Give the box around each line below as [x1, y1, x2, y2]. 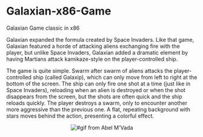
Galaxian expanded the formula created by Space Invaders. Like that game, [6, 36, 195, 43]
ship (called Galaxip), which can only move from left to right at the [33, 73, 198, 81]
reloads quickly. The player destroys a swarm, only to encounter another [6, 99, 188, 107]
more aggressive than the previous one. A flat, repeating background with [6, 105, 191, 113]
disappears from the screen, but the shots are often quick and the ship [6, 93, 183, 100]
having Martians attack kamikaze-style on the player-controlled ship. [6, 55, 178, 62]
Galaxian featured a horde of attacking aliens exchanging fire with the [6, 42, 180, 50]
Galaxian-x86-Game [6, 4, 111, 18]
